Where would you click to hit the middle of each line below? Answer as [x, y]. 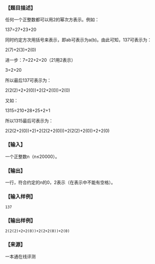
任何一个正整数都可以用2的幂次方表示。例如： [52, 20]
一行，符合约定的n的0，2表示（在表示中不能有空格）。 [60, 182]
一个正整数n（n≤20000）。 [32, 156]
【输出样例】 [21, 221]
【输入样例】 [21, 196]
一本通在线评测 [20, 256]
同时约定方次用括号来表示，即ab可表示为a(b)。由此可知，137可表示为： [78, 40]
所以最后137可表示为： [28, 80]
